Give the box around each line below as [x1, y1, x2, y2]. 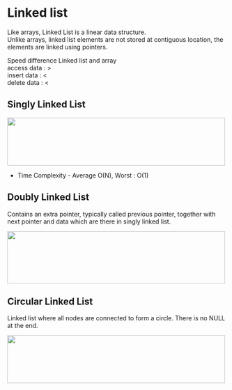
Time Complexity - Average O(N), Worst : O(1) [17, 171, 149, 179]
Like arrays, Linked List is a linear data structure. [7, 28, 146, 36]
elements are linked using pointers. [7, 42, 108, 51]
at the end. [7, 322, 38, 330]
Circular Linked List [7, 295, 93, 307]
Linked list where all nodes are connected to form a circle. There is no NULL [7, 314, 225, 322]
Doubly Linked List [7, 192, 89, 203]
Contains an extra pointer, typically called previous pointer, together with [7, 210, 216, 218]
